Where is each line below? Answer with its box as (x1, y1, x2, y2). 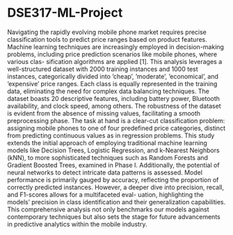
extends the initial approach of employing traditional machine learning (7, 138, 207, 147)
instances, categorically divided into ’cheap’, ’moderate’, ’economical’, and (7, 72, 219, 81)
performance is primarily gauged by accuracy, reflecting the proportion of (7, 175, 219, 184)
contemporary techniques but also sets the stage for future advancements (7, 212, 220, 220)
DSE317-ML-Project (7, 5, 123, 21)
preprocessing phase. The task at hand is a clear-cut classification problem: (7, 116, 225, 124)
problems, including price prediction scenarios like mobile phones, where (7, 50, 218, 58)
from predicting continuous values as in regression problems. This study (7, 131, 215, 140)
